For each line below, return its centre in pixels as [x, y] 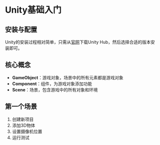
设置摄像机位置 [27, 131]
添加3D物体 [24, 125]
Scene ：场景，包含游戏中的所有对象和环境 [55, 90]
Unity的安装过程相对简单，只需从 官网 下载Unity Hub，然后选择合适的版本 [78, 42]
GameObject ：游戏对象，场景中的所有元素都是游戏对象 [68, 77]
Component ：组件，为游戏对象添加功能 [52, 84]
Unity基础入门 [33, 10]
